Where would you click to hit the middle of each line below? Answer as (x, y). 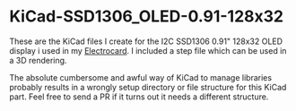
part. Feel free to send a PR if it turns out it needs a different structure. (139, 97)
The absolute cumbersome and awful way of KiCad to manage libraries (140, 77)
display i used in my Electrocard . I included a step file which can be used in (148, 50)
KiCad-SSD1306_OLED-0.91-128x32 (147, 17)
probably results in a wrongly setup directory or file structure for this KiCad (148, 87)
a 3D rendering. (38, 60)
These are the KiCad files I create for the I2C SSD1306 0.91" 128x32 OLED (146, 41)
